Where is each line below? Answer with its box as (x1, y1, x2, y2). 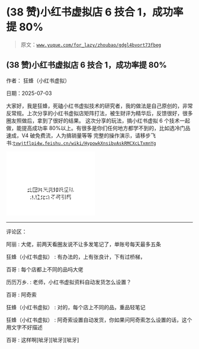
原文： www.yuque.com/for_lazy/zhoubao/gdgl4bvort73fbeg (20, 41, 162, 48)
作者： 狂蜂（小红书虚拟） (6, 77, 70, 84)
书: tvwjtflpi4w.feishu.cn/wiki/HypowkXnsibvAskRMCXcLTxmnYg (6, 139, 156, 146)
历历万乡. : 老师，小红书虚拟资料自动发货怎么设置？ (6, 278, 131, 285)
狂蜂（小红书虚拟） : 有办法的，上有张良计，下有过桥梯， (6, 253, 146, 260)
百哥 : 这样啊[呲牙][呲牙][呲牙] (6, 336, 79, 343)
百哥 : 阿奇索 (6, 291, 37, 298)
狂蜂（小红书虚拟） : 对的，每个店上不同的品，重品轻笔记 (6, 303, 146, 310)
